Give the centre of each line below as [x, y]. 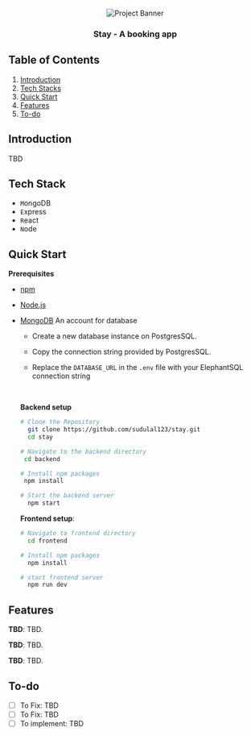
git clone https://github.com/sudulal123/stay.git [114, 430]
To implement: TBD [52, 724]
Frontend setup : [47, 518]
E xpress [33, 212]
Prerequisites [31, 274]
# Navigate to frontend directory [78, 534]
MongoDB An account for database [78, 321]
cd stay [41, 437]
